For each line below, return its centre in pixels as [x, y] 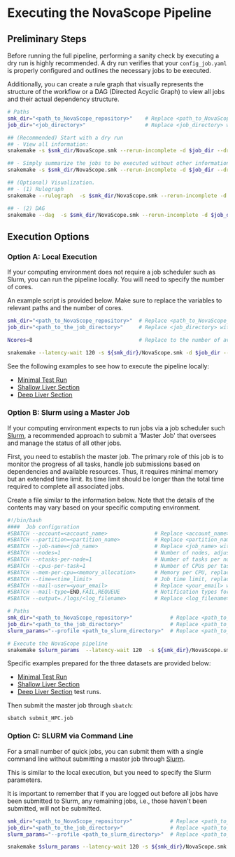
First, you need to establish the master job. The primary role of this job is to [115, 456]
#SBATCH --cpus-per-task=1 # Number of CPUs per [112, 566]
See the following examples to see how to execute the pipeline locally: [108, 366]
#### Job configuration [43, 527]
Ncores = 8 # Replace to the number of [114, 340]
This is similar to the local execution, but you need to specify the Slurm [109, 772]
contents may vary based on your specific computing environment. [104, 507]
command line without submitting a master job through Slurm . [96, 759]
